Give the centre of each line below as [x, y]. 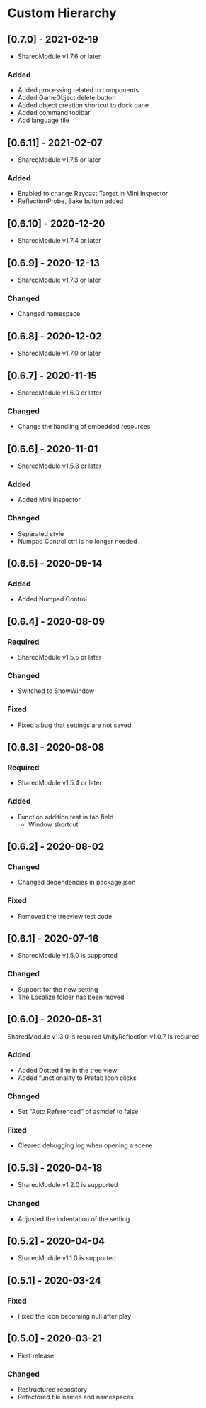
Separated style [41, 533]
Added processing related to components [78, 90]
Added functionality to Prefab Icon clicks [77, 1078]
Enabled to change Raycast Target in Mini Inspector [93, 194]
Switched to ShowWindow [56, 691]
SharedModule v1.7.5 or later [59, 160]
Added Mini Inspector [49, 500]
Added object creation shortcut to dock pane [83, 105]
